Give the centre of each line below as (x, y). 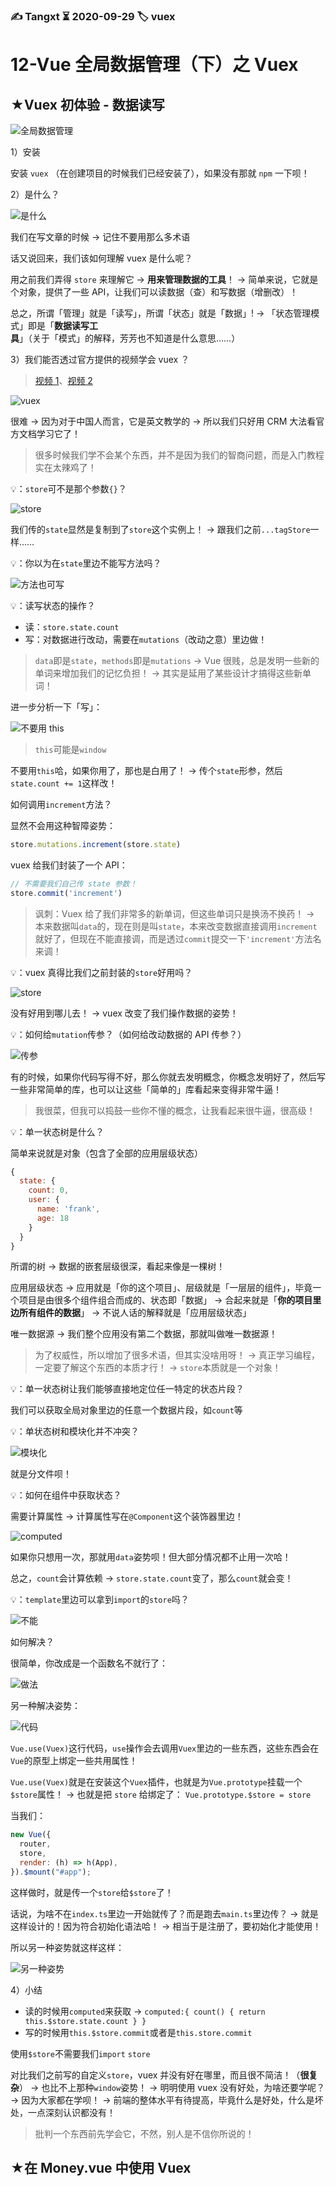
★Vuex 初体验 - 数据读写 (87, 104)
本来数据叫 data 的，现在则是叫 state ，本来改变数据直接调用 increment (176, 926)
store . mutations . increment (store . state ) (96, 844)
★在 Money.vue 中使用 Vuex (101, 2168)
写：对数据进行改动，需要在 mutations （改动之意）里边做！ (146, 639)
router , (35, 1844)
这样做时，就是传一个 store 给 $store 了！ (92, 1892)
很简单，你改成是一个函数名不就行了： (89, 1663)
